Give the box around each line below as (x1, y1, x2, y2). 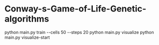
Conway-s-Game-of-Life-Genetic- (4, 3, 146, 14)
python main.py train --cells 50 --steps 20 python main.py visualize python (4, 29, 154, 35)
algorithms (4, 13, 49, 24)
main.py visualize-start (4, 34, 50, 40)
